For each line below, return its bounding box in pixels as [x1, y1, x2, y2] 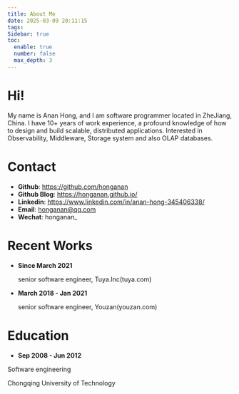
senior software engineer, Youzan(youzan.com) [17, 302, 158, 311]
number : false [14, 51, 56, 58]
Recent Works [7, 237, 93, 254]
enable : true [14, 43, 53, 51]
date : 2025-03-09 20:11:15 [7, 17, 88, 24]
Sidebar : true [7, 30, 50, 38]
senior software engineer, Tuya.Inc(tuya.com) [17, 275, 152, 284]
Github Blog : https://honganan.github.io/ [17, 190, 138, 198]
